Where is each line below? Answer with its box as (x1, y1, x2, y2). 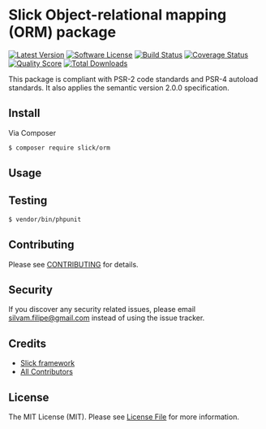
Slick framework (19, 358, 75, 368)
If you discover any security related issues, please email (8, 305, 196, 314)
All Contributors (19, 367, 73, 377)
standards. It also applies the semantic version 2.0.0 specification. (8, 83, 230, 93)
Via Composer (8, 128, 57, 137)
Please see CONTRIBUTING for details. (8, 259, 139, 269)
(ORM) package (8, 23, 116, 41)
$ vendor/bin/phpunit (8, 215, 82, 223)
